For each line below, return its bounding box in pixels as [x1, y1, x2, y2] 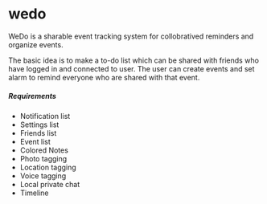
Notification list [19, 111, 71, 120]
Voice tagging [19, 170, 67, 181]
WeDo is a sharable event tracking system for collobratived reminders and [8, 31, 254, 41]
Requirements [8, 91, 56, 100]
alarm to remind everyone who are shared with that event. [8, 72, 200, 82]
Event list [19, 137, 51, 146]
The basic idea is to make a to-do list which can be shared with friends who [8, 55, 260, 65]
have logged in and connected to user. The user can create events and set [8, 63, 255, 73]
